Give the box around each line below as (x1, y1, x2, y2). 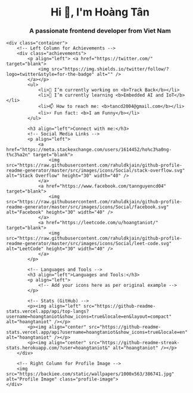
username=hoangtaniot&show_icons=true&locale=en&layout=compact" (6, 314, 172, 320)
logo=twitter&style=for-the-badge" (6, 72, 95, 78)
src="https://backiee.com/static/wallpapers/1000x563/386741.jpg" (6, 371, 175, 377)
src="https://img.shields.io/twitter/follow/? (51, 66, 169, 72)
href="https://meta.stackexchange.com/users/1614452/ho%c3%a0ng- (6, 147, 172, 153)
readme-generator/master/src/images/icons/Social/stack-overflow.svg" (6, 168, 185, 174)
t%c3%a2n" (6, 152, 31, 158)
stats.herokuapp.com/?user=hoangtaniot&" (6, 345, 111, 351)
